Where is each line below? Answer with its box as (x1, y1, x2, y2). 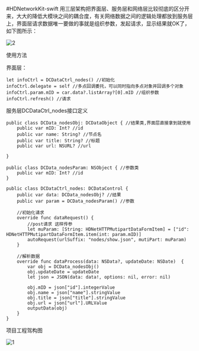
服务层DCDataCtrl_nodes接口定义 (6, 107, 88, 114)
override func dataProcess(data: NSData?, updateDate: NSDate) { (17, 259, 184, 264)
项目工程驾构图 (6, 327, 43, 334)
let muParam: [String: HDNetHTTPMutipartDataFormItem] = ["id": (27, 226, 190, 232)
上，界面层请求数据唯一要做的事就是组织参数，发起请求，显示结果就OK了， (6, 20, 191, 27)
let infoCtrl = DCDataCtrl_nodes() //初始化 (6, 77, 115, 83)
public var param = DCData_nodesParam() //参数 (17, 198, 134, 204)
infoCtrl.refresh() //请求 (6, 96, 71, 102)
